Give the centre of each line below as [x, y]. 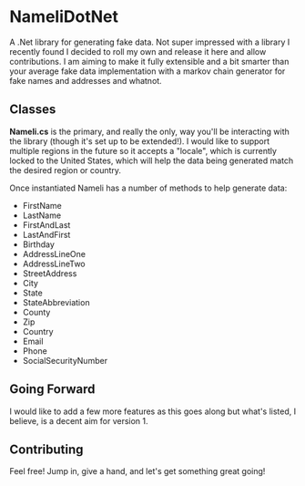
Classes [33, 110]
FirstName [42, 205]
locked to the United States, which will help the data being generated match [152, 160]
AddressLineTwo [54, 264]
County [36, 312]
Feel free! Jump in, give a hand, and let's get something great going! [137, 471]
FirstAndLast [46, 224]
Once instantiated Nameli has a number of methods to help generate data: [148, 188]
